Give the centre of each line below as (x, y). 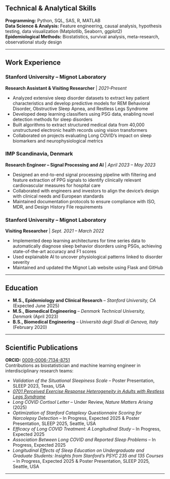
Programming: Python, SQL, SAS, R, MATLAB (53, 20)
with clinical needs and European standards (58, 196)
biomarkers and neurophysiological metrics (58, 140)
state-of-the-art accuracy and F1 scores (54, 252)
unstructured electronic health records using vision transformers (80, 130)
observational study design (34, 42)
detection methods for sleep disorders (52, 119)
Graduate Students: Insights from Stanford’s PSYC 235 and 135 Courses (88, 456)
